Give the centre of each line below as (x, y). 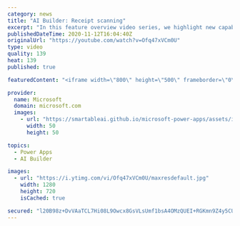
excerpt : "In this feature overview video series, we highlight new (111, 27)
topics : (19, 145)
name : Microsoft (38, 99)
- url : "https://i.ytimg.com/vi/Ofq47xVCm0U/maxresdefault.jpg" (111, 178)
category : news (30, 14)
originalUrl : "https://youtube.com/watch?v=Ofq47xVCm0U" (94, 41)
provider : (22, 93)
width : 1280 (38, 185)
